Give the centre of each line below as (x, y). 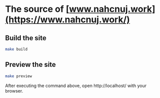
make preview (19, 76)
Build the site (26, 38)
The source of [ (37, 9)
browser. (14, 91)
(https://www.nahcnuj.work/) (68, 20)
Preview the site (31, 65)
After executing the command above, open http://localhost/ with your (76, 86)
